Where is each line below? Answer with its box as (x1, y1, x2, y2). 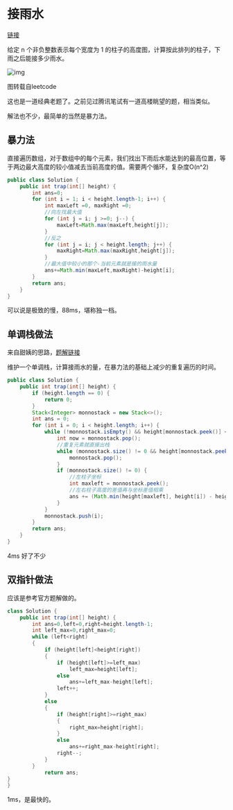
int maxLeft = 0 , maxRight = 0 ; (44, 202, 132, 209)
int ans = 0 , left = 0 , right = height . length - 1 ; (32, 620, 154, 627)
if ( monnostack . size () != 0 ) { (56, 467, 148, 474)
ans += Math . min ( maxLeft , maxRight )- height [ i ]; (44, 267, 175, 274)
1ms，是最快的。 (7, 795, 55, 804)
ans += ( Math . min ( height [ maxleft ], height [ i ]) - (69, 493, 213, 500)
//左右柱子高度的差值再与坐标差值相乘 (69, 487, 164, 494)
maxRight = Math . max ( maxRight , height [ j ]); (56, 247, 175, 254)
